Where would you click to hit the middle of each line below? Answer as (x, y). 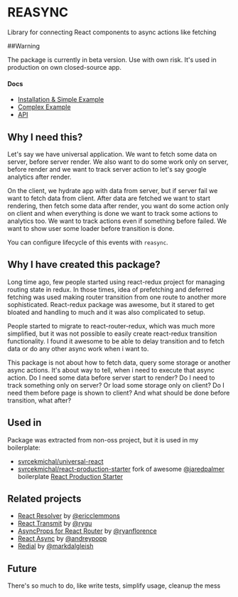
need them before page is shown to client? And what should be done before (119, 393)
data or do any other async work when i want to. (78, 348)
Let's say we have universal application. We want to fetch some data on (112, 154)
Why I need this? (45, 137)
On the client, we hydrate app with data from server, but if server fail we (113, 190)
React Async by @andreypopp (62, 539)
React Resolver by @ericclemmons (69, 516)
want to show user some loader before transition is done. (91, 228)
